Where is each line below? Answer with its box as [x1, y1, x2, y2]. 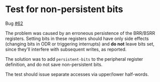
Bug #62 [5, 20, 24, 26]
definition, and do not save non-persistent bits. [5, 61, 102, 67]
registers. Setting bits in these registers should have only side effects [5, 35, 149, 42]
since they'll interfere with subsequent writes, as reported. [5, 46, 127, 52]
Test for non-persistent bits [5, 4, 124, 15]
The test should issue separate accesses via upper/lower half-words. [5, 71, 149, 77]
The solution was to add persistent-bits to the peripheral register [5, 56, 143, 62]
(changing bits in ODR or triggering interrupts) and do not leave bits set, [5, 40, 155, 47]
